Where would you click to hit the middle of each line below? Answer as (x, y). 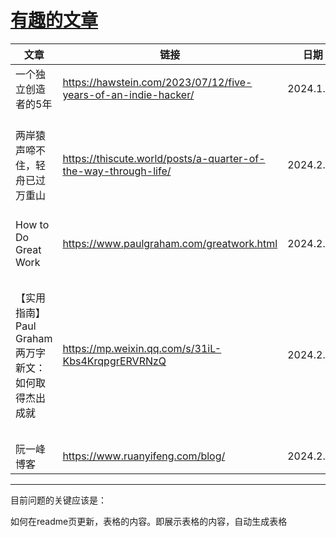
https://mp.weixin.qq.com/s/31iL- (142, 348)
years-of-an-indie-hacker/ (128, 94)
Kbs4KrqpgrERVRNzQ (114, 361)
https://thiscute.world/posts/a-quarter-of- (164, 158)
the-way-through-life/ (117, 171)
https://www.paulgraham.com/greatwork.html (170, 243)
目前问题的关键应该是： (58, 500)
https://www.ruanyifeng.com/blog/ (144, 456)
